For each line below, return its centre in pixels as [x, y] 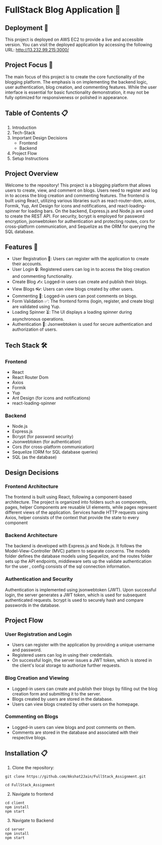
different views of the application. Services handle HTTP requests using [77, 512]
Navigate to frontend [33, 794]
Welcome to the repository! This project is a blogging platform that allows [78, 185]
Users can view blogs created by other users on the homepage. [75, 704]
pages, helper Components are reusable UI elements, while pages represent [81, 507]
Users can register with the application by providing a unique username [83, 645]
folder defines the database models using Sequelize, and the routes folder [79, 556]
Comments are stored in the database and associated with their [75, 732]
